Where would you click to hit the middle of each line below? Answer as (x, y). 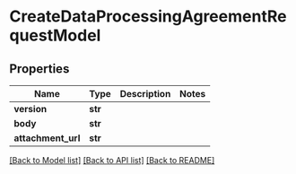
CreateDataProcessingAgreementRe (148, 17)
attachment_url (47, 138)
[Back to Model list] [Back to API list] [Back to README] (112, 160)
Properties (39, 69)
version (30, 109)
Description (145, 94)
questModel (55, 35)
